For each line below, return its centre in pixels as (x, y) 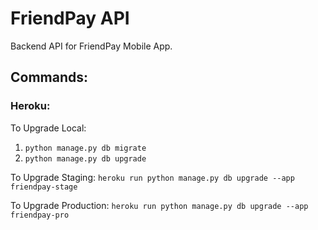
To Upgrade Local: (48, 128)
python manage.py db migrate (85, 148)
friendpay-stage (44, 187)
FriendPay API (70, 18)
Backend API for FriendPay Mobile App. (91, 46)
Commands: (49, 77)
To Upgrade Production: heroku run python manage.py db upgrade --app (159, 205)
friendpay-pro (40, 215)
